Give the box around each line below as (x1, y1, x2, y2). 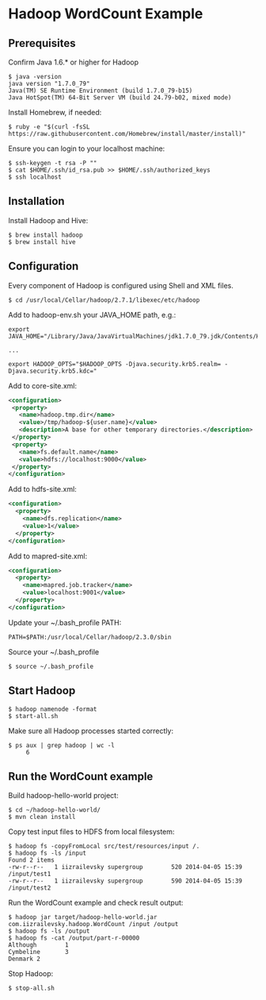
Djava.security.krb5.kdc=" (8, 367, 97, 375)
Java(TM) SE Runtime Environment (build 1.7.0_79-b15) (8, 87, 193, 95)
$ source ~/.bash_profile (8, 662, 93, 670)
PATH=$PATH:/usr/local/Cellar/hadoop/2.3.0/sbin (8, 633, 172, 641)
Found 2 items (8, 856, 55, 864)
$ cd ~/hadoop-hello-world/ (8, 806, 101, 814)
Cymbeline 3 (8, 948, 69, 956)
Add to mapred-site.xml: (8, 551, 88, 561)
